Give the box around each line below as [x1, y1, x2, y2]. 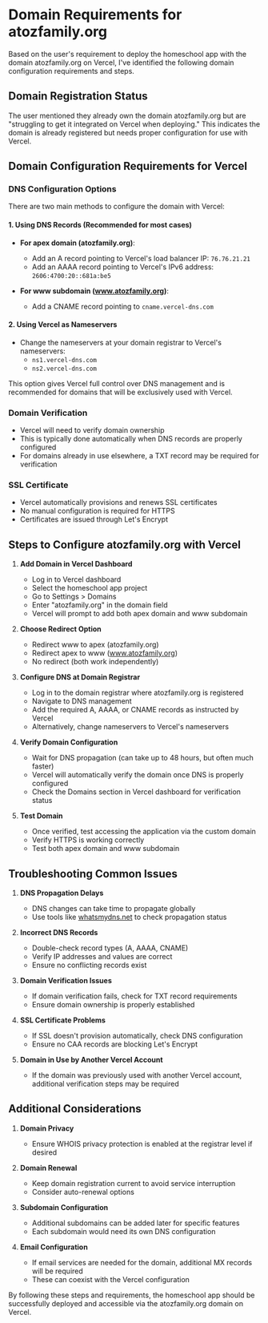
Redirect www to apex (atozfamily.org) [31, 639, 159, 650]
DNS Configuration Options [8, 184, 117, 195]
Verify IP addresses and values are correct [31, 952, 173, 962]
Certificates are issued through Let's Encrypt [19, 514, 169, 524]
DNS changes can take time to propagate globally [31, 904, 196, 914]
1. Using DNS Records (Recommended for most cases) [8, 220, 192, 230]
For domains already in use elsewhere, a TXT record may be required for [19, 451, 260, 461]
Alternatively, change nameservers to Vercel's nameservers [31, 722, 230, 732]
